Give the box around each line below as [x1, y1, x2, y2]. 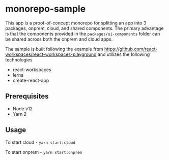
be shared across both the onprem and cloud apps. [5, 36, 113, 42]
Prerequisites [5, 92, 49, 101]
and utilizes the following [97, 51, 150, 57]
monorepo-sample [5, 3, 86, 15]
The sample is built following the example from [5, 46, 103, 52]
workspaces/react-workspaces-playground [5, 51, 97, 57]
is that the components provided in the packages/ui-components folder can [5, 30, 160, 37]
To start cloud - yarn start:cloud [5, 139, 75, 145]
